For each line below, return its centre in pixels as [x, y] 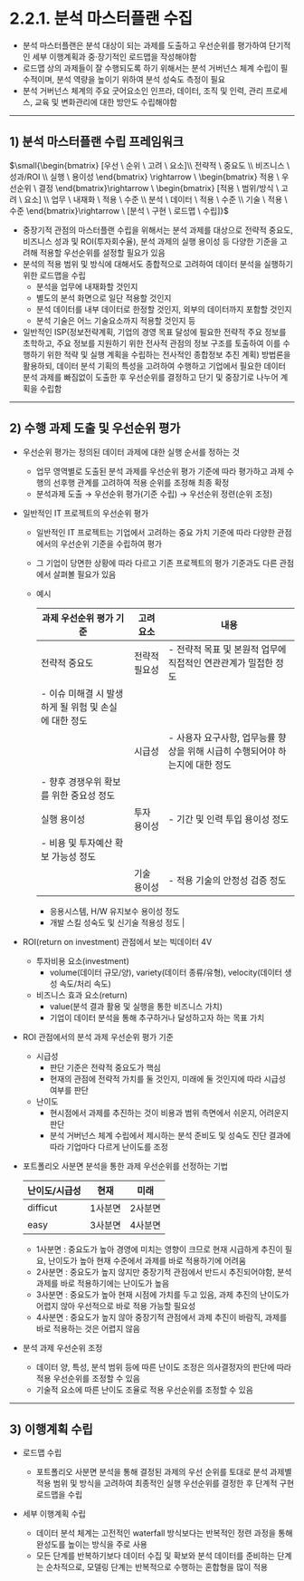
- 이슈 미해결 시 [72, 693]
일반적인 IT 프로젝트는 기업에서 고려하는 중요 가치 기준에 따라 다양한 [156, 532]
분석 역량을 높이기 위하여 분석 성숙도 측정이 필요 [141, 79]
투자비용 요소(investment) [82, 960]
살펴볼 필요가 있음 [85, 574]
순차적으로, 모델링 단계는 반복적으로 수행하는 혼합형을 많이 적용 [157, 1567]
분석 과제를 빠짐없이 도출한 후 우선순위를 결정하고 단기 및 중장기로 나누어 [150, 377]
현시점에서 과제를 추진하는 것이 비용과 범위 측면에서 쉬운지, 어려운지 [169, 1113]
